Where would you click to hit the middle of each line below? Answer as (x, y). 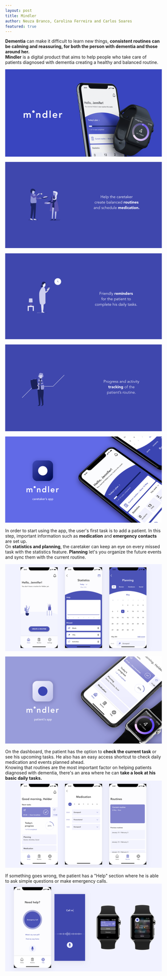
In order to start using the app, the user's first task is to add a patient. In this (83, 531)
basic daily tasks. (24, 778)
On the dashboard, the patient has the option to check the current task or (81, 752)
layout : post (19, 10)
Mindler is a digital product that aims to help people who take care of (76, 57)
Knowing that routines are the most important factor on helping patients (78, 768)
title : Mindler (21, 16)
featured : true (21, 26)
